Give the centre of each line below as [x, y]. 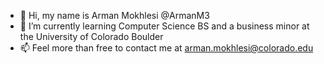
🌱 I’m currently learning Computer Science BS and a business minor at [164, 26]
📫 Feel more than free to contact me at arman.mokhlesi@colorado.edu [166, 48]
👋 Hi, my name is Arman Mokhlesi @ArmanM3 [114, 15]
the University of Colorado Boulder [91, 36]
